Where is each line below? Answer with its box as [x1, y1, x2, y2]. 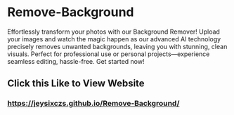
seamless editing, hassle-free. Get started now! [7, 57, 145, 65]
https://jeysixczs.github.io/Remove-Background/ [7, 99, 180, 109]
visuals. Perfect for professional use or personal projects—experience [7, 50, 210, 58]
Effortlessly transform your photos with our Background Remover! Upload [7, 27, 220, 36]
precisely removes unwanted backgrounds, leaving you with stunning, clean [7, 42, 228, 50]
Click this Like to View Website [7, 78, 145, 90]
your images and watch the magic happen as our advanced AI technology [7, 34, 221, 43]
